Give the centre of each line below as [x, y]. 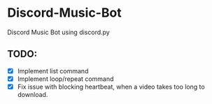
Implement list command [53, 70]
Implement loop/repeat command [65, 79]
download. [33, 94]
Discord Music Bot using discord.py [58, 32]
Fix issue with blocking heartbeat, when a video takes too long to [111, 87]
